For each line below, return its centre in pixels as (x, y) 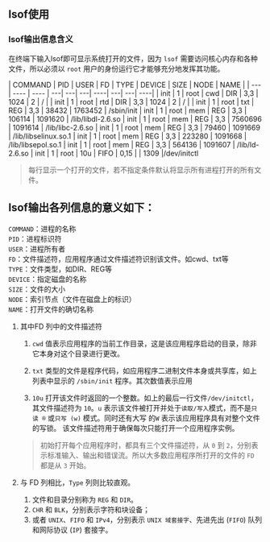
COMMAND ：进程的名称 (42, 229)
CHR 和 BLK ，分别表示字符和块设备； (91, 509)
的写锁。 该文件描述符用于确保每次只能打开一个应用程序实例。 (135, 428)
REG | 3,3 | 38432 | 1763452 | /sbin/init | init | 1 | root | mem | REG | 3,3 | (128, 110)
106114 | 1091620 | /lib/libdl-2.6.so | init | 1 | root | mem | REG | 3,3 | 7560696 (135, 118)
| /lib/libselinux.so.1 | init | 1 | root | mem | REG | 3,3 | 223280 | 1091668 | (128, 136)
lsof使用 (29, 14)
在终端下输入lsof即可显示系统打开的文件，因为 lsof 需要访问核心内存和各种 (133, 58)
